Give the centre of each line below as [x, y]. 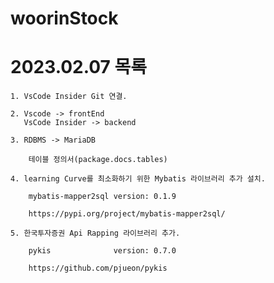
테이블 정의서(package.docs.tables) [98, 160]
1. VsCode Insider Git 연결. [69, 97]
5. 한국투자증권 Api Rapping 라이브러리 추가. [95, 233]
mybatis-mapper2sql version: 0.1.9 [102, 197]
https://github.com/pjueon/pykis [98, 268]
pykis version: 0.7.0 [102, 251]
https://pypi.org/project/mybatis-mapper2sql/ [127, 214]
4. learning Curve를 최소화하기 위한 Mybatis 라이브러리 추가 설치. [138, 179]
